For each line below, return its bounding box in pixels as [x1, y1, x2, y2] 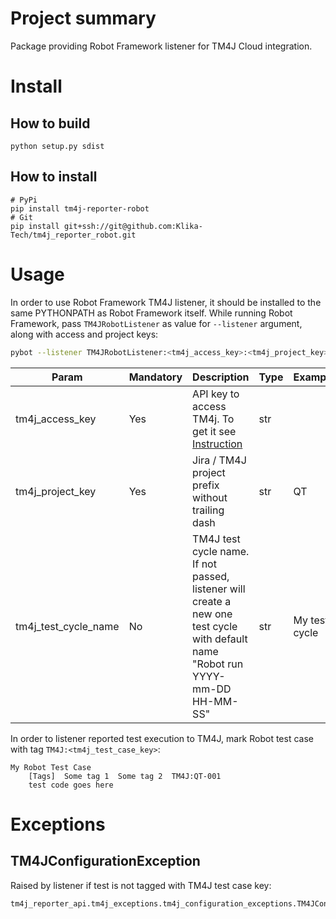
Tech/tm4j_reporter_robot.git [10, 230, 137, 240]
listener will [192, 582, 246, 596]
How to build [10, 115, 91, 132]
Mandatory [128, 370, 183, 384]
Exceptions [10, 813, 106, 836]
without [192, 490, 228, 504]
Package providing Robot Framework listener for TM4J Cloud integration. [10, 40, 313, 52]
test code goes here [28, 780, 114, 790]
